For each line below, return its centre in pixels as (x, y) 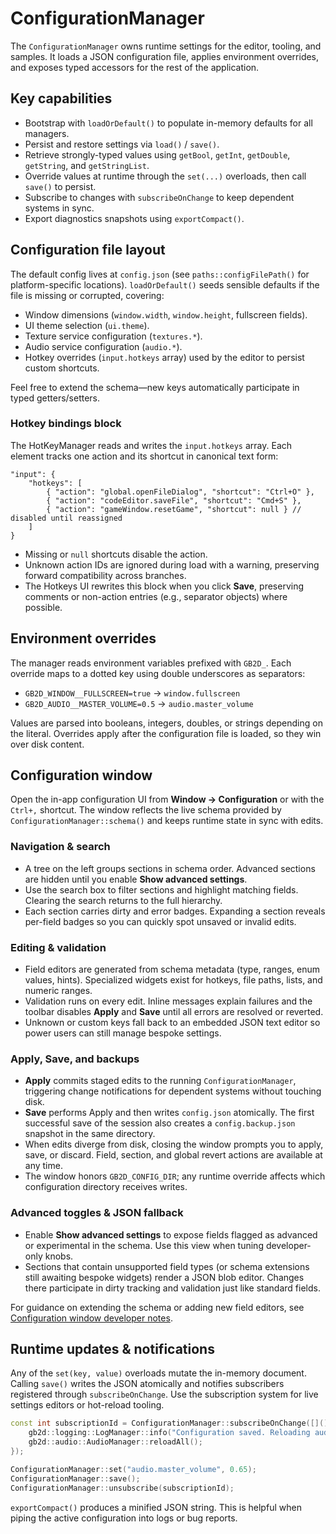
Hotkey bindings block (66, 424)
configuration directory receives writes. (106, 1187)
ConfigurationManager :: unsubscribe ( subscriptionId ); (122, 1488)
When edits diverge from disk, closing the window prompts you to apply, (174, 1144)
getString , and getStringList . (87, 165)
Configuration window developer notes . (91, 1318)
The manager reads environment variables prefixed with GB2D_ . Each (151, 663)
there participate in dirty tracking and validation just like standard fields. (172, 1288)
